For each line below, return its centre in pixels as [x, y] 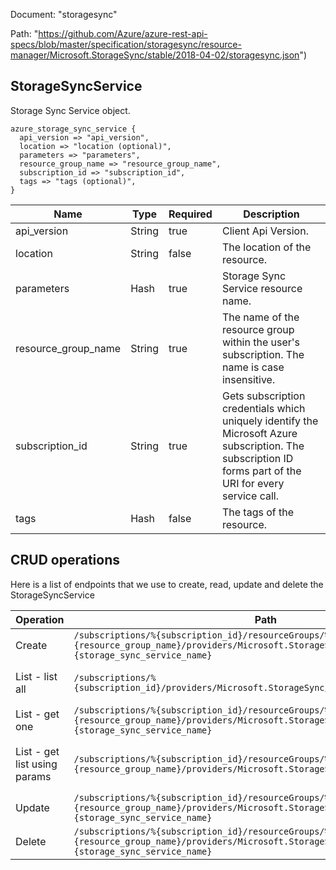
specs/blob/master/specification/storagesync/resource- [126, 44]
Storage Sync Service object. [70, 110]
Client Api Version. [265, 231]
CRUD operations [65, 560]
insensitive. [248, 379]
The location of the [266, 247]
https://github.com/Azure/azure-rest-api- [123, 33]
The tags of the [258, 512]
